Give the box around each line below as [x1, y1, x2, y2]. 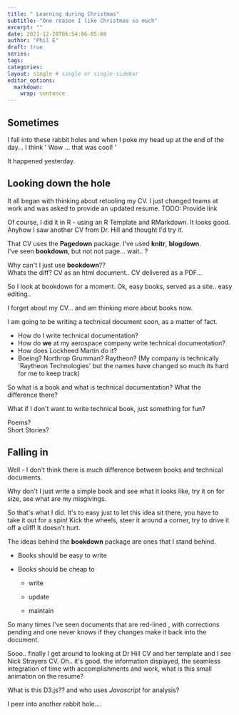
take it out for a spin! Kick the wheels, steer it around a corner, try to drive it [7, 515, 230, 524]
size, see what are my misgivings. [7, 494, 107, 503]
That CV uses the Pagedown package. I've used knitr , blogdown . [7, 239, 201, 248]
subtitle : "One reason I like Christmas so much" [7, 17, 158, 24]
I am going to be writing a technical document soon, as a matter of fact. [7, 317, 218, 325]
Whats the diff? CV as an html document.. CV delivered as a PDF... [7, 268, 203, 277]
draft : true [7, 44, 43, 51]
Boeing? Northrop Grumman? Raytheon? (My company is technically [17, 354, 219, 362]
